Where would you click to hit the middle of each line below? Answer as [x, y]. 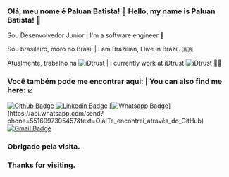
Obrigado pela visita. [44, 146]
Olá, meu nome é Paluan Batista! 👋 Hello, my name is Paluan [112, 11]
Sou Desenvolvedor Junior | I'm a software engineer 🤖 [86, 35]
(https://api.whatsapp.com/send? [56, 113]
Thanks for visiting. [42, 165]
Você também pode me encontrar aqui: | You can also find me [115, 82]
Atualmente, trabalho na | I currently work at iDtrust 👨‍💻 [114, 63]
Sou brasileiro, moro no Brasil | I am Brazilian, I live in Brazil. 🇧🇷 [100, 49]
